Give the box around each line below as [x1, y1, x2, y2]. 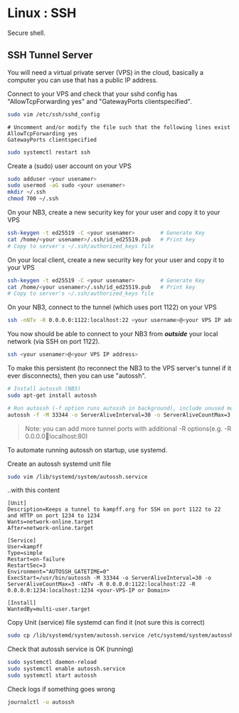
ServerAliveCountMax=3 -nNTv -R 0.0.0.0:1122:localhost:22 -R [7, 581, 196, 588]
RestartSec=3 [7, 562, 46, 569]
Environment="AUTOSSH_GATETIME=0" [7, 568, 110, 576]
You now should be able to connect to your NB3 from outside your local [7, 330, 218, 338]
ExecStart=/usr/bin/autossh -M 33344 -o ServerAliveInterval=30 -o [7, 575, 212, 582]
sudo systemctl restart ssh [7, 148, 91, 156]
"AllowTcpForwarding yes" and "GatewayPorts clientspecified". [7, 97, 192, 105]
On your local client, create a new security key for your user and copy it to [7, 255, 225, 264]
